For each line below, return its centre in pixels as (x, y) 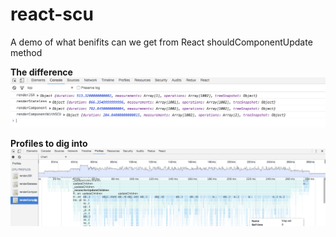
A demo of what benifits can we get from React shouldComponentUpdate (161, 42)
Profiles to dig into (49, 144)
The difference (41, 72)
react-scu (52, 14)
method (26, 52)
